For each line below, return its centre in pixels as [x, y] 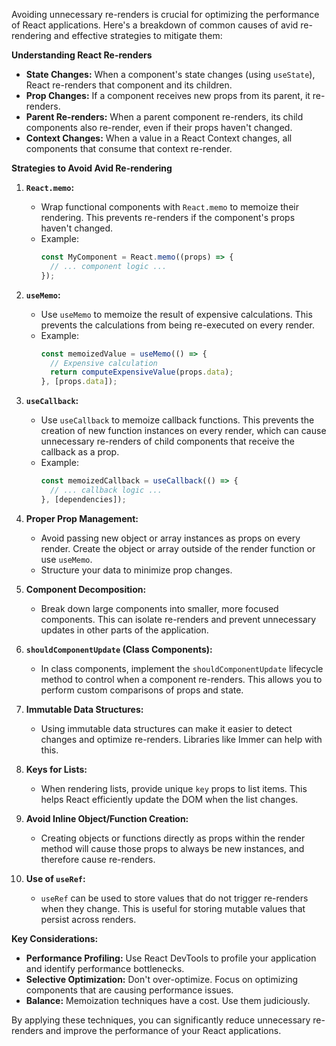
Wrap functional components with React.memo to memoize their [169, 207]
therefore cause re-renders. [98, 859]
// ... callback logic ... [106, 490]
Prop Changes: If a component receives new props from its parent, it [168, 95]
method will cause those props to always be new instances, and [172, 848]
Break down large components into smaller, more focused [159, 608]
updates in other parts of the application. [124, 630]
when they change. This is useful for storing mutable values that [173, 908]
